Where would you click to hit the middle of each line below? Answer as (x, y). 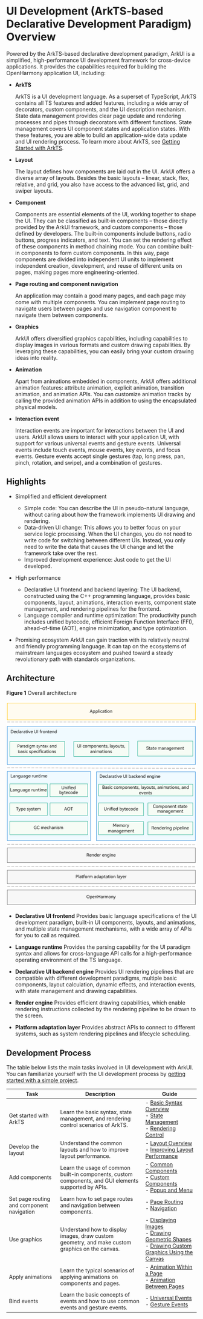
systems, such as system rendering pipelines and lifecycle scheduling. (103, 1034)
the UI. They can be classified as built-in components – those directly (101, 221)
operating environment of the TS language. (69, 960)
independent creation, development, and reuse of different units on (98, 265)
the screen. (29, 1015)
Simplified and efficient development (61, 496)
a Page (154, 1274)
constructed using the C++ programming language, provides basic (107, 596)
